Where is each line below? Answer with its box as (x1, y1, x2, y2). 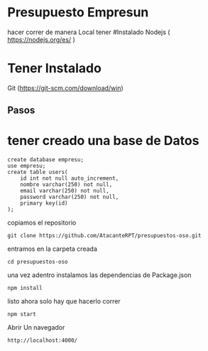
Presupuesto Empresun (7, 4, 149, 21)
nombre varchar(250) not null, (20, 181, 113, 188)
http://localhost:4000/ (7, 337, 78, 345)
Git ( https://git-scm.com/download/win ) (7, 83, 124, 92)
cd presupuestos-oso (7, 259, 69, 266)
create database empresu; (7, 156, 84, 163)
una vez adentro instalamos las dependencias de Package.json (7, 271, 192, 279)
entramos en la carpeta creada (7, 244, 97, 253)
